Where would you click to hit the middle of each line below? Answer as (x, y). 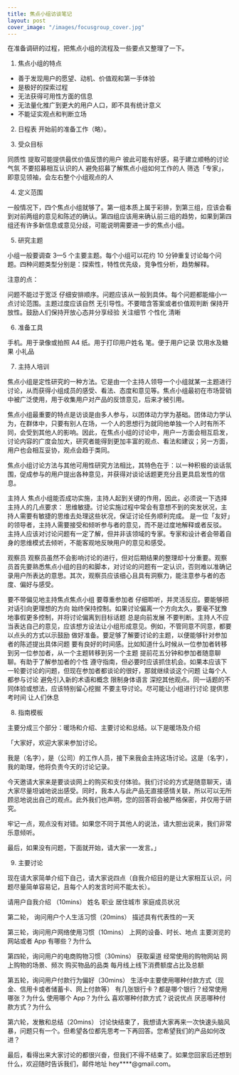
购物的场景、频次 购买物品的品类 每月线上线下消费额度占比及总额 (108, 965)
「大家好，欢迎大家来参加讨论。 (54, 743)
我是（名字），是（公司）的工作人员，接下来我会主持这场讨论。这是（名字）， (119, 758)
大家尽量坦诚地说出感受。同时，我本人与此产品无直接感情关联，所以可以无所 (119, 791)
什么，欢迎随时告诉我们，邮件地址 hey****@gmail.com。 (91, 1064)
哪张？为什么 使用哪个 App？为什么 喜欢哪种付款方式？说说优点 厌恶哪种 (113, 998)
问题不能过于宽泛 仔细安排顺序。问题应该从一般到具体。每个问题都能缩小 (114, 295)
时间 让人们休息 (36, 697)
